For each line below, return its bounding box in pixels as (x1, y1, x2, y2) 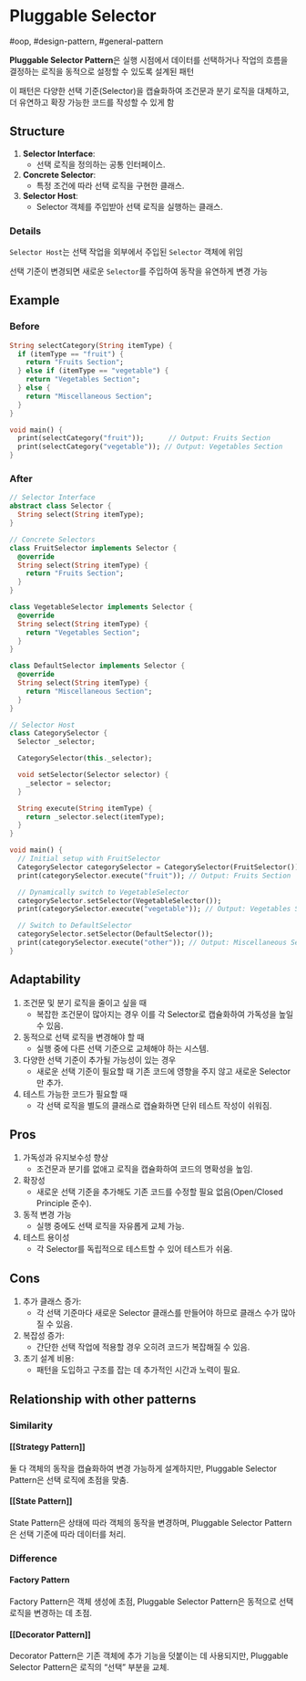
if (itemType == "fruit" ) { (17, 349, 125, 359)
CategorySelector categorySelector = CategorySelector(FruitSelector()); (17, 862, 303, 872)
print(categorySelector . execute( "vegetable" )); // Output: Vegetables (17, 905, 291, 914)
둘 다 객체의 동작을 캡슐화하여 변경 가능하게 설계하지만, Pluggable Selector (9, 1463, 278, 1474)
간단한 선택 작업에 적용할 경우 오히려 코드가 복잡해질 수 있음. (36, 1341, 250, 1352)
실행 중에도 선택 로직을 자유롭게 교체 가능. (36, 1221, 185, 1232)
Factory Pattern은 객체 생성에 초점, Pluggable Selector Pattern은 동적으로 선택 (9, 1596, 294, 1607)
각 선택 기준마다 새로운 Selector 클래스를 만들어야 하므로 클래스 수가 (36, 1308, 280, 1319)
